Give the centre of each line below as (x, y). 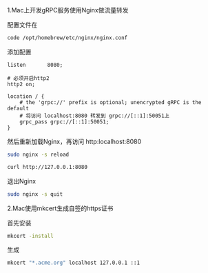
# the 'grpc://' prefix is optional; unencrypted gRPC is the (111, 102)
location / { (26, 96)
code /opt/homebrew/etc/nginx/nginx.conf (67, 38)
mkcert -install (30, 236)
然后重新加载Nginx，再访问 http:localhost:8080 (74, 141)
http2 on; (21, 84)
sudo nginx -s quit (35, 194)
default (18, 108)
